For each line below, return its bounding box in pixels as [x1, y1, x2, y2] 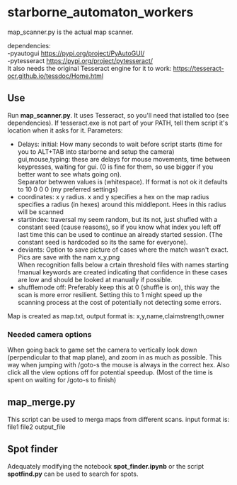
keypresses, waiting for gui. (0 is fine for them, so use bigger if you [17, 162, 214, 171]
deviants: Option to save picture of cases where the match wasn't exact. [17, 245, 229, 254]
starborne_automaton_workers [7, 4, 194, 21]
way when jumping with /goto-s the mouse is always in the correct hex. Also [7, 361, 230, 369]
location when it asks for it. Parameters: [7, 126, 123, 135]
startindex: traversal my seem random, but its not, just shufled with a [17, 215, 218, 223]
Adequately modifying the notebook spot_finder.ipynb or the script [7, 462, 204, 470]
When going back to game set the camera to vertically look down [7, 345, 197, 355]
